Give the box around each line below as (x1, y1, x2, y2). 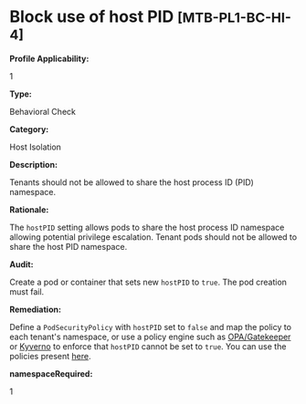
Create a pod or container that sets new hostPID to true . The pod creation (9, 276, 288, 287)
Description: (9, 159, 58, 170)
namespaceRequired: (9, 368, 93, 379)
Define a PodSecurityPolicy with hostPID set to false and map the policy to (9, 321, 292, 332)
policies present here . (9, 350, 91, 361)
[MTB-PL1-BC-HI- (177, 9, 292, 26)
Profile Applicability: (9, 53, 90, 64)
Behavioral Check (9, 106, 76, 117)
